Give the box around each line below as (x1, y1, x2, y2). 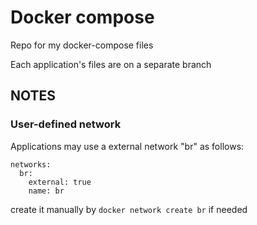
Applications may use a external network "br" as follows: (10, 140, 245, 152)
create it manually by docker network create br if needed (10, 203, 248, 215)
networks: (10, 159, 52, 170)
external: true (28, 177, 92, 187)
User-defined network (10, 117, 122, 131)
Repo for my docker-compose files (10, 39, 154, 51)
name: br (28, 186, 65, 196)
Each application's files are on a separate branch (10, 58, 212, 70)
